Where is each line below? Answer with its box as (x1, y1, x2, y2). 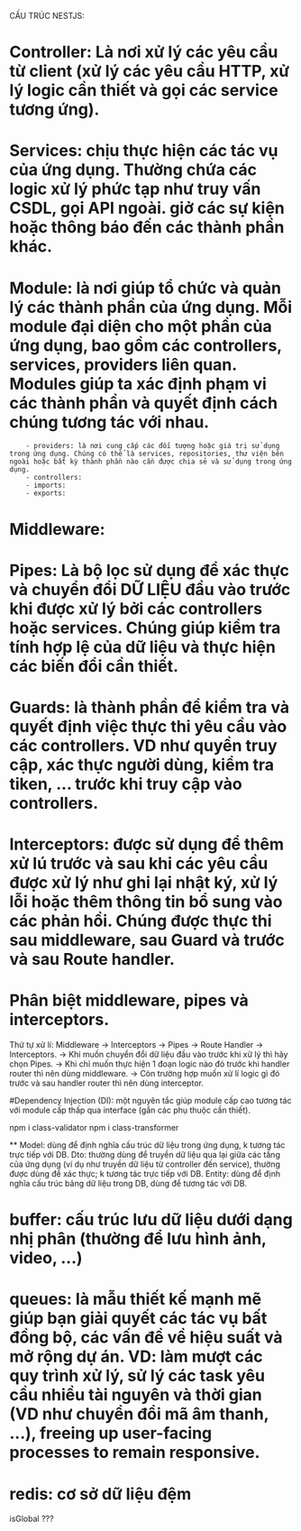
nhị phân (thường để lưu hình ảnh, (9, 1229, 267, 1250)
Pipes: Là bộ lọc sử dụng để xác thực (9, 560, 290, 581)
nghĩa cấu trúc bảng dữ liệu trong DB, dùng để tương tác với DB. (9, 1178, 248, 1188)
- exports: (25, 489, 67, 498)
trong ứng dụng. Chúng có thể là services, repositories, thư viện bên (9, 449, 284, 459)
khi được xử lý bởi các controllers (9, 598, 263, 619)
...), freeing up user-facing (9, 1423, 213, 1444)
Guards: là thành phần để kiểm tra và (9, 697, 290, 718)
